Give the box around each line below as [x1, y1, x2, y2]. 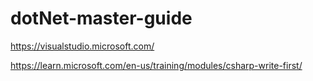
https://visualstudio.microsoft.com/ [10, 40, 155, 52]
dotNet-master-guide [10, 7, 193, 30]
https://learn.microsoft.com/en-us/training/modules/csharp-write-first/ [10, 59, 303, 71]
